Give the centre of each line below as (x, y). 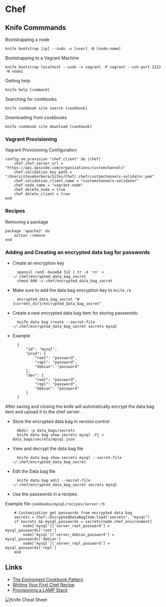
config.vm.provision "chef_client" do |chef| (53, 159)
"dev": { (35, 375)
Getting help (18, 81)
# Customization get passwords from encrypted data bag (73, 513)
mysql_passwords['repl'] (31, 548)
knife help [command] (28, 90)
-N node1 (14, 71)
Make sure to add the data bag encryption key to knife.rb (72, 290)
